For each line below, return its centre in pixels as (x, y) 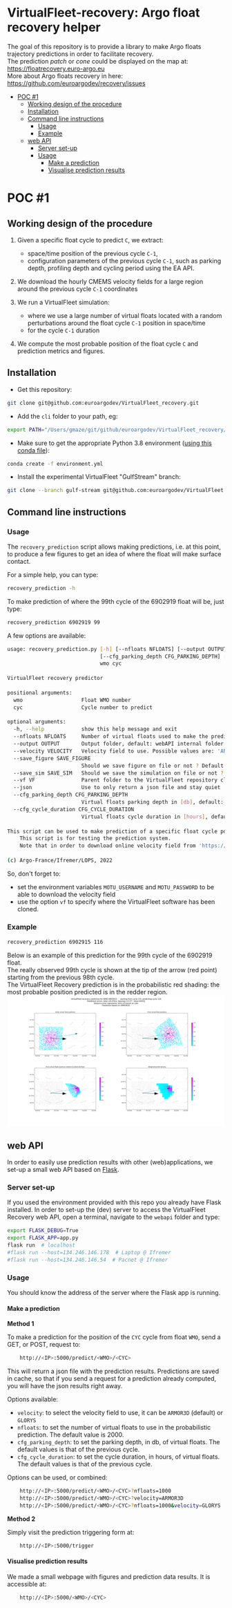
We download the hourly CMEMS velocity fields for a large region (110, 281)
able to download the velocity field (66, 894)
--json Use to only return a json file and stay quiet (117, 788)
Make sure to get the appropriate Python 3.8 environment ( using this (114, 443)
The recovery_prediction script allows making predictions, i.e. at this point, (114, 547)
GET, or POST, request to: (44, 1345)
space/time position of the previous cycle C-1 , (93, 253)
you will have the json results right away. (65, 1386)
